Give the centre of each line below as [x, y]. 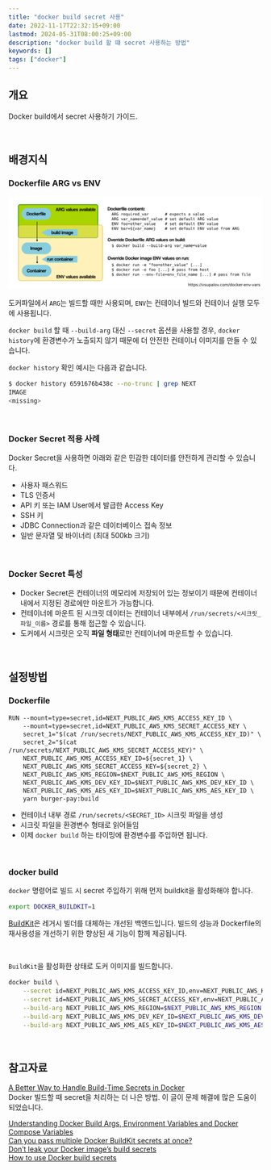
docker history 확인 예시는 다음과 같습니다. [78, 368]
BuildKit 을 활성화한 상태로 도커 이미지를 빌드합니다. [91, 966]
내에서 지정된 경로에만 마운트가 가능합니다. [87, 603]
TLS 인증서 [38, 495]
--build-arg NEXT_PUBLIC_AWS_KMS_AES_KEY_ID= [101, 1025]
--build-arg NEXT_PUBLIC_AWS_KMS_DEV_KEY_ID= [101, 1017]
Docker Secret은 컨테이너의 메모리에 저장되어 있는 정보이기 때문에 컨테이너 [139, 593]
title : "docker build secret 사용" [67, 17]
